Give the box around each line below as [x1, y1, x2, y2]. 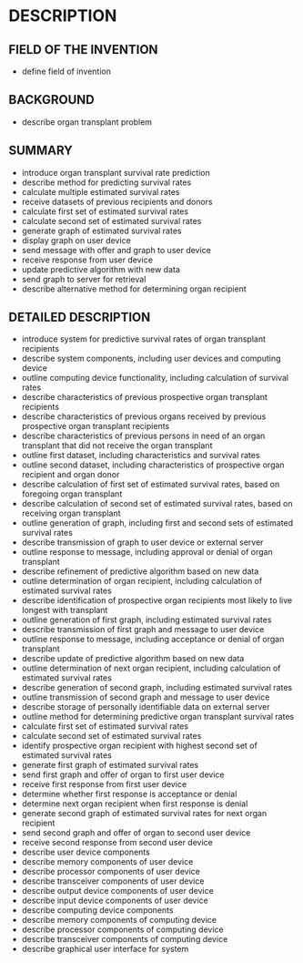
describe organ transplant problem [21, 116, 152, 128]
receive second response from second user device [21, 837, 213, 848]
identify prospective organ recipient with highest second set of [21, 740, 258, 752]
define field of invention [21, 66, 111, 77]
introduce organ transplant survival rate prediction [21, 167, 210, 178]
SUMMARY [8, 143, 74, 159]
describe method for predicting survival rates [21, 177, 192, 188]
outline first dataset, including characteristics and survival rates [21, 450, 260, 461]
